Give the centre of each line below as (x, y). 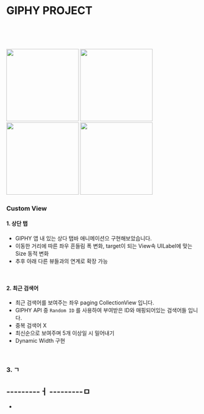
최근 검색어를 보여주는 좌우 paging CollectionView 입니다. (84, 303)
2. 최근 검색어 (23, 288)
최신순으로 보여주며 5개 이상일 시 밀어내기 (65, 333)
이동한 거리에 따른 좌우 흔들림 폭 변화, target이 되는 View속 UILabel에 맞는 (104, 246)
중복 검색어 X (31, 326)
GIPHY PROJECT (49, 11)
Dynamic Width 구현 (40, 341)
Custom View (27, 208)
